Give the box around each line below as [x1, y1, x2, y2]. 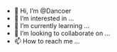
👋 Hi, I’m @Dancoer [13, 7, 72, 15]
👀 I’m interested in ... [13, 14, 74, 22]
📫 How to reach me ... [13, 37, 80, 45]
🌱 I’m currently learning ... [13, 22, 90, 30]
